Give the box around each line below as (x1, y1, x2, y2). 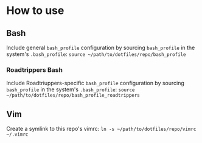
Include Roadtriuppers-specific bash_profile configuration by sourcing (6, 80, 184, 87)
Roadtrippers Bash (6, 65, 63, 74)
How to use (6, 4, 64, 18)
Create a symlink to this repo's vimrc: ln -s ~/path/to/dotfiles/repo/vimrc (6, 125, 197, 133)
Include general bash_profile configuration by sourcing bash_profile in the (6, 44, 195, 51)
